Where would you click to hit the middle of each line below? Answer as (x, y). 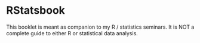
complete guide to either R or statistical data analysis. (72, 33)
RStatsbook (36, 10)
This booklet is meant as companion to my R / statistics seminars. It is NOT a (100, 27)
